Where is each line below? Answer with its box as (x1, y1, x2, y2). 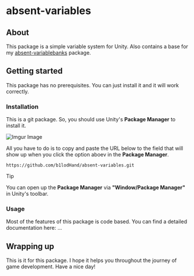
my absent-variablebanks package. (6, 49, 92, 56)
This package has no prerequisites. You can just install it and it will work (6, 81, 179, 88)
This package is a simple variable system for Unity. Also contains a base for (6, 43, 189, 50)
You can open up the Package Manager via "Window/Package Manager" (6, 184, 186, 191)
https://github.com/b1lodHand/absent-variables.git (6, 162, 134, 168)
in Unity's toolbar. (6, 190, 49, 197)
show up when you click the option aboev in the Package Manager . (6, 151, 169, 158)
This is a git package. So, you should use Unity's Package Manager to (6, 116, 176, 123)
